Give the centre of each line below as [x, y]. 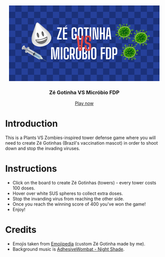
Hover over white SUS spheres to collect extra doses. [68, 194]
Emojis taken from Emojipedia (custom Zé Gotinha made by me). [79, 244]
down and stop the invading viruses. [43, 149]
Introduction [32, 124]
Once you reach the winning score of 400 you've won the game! [79, 204]
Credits [21, 230]
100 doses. [24, 188]
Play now [84, 103]
